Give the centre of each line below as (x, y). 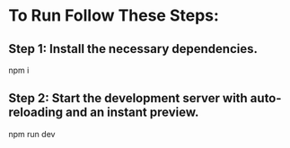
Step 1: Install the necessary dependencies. (133, 49)
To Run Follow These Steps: (114, 16)
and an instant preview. (132, 113)
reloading (36, 113)
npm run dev (32, 134)
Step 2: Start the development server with (128, 98)
